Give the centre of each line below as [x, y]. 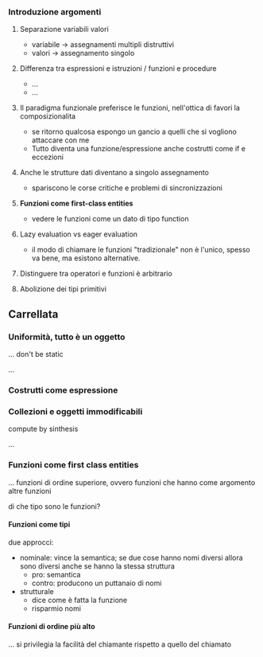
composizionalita [48, 116]
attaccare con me [60, 140]
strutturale [37, 591]
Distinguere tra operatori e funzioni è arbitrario [96, 274]
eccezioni [47, 157]
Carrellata [33, 314]
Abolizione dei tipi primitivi [63, 289]
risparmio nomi [56, 608]
